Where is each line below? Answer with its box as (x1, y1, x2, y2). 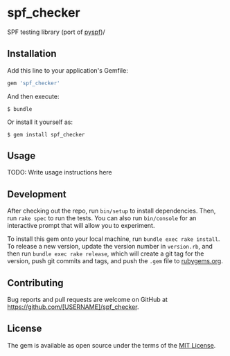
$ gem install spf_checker (7, 131, 85, 138)
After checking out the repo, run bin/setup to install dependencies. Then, (7, 206, 216, 215)
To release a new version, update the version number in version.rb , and (7, 242, 213, 251)
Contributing (7, 277, 64, 289)
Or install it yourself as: (7, 118, 73, 126)
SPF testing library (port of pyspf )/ (7, 28, 105, 36)
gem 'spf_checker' (7, 80, 60, 87)
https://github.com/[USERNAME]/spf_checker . (7, 303, 140, 311)
